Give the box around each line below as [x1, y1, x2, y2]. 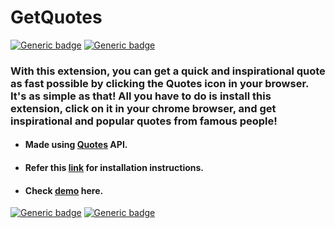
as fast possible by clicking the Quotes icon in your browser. [10, 76, 310, 90]
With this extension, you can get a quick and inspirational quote [10, 64, 326, 78]
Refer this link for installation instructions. [24, 162, 205, 174]
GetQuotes [10, 6, 103, 29]
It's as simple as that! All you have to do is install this [10, 89, 272, 103]
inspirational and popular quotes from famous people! [10, 114, 278, 128]
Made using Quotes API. [24, 139, 128, 151]
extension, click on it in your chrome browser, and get [10, 101, 277, 115]
